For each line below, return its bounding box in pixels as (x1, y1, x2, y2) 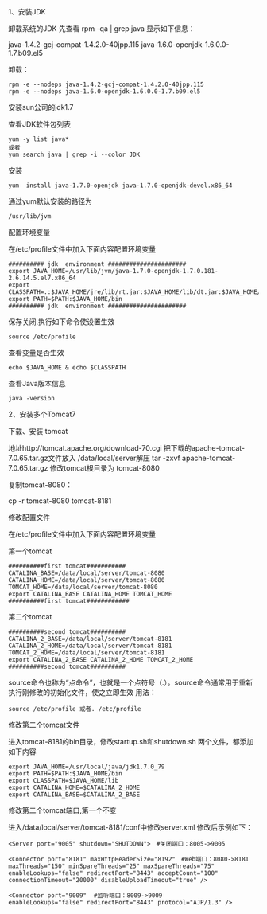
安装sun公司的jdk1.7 (8, 103, 74, 111)
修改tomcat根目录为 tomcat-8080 (49, 463, 161, 472)
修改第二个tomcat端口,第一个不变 (8, 806, 117, 814)
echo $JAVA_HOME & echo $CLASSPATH (8, 364, 126, 372)
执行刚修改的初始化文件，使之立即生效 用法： (8, 688, 157, 697)
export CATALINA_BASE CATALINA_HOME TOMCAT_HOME (8, 590, 172, 598)
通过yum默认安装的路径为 (8, 197, 93, 205)
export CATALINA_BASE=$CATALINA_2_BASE (8, 791, 141, 799)
